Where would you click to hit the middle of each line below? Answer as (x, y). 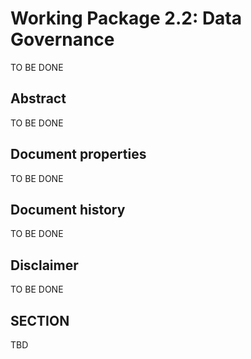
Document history (68, 209)
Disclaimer (44, 265)
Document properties (78, 154)
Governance (62, 39)
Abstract (38, 98)
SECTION (40, 320)
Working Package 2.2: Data (126, 18)
